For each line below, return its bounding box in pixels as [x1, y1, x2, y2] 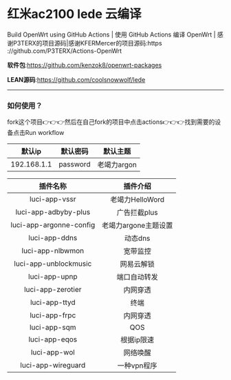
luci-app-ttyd [30, 297, 76, 307]
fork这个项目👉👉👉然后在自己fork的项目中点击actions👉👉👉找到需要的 [7, 118, 215, 126]
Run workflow [25, 129, 65, 137]
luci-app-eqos [28, 335, 78, 344]
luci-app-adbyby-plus [15, 207, 91, 217]
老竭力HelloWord [109, 195, 165, 204]
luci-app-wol [30, 348, 76, 357]
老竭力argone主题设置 [102, 221, 173, 231]
